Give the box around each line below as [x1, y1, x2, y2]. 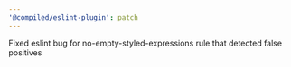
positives [8, 46, 42, 58]
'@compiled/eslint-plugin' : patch [8, 13, 139, 22]
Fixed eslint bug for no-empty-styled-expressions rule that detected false [8, 38, 282, 48]
